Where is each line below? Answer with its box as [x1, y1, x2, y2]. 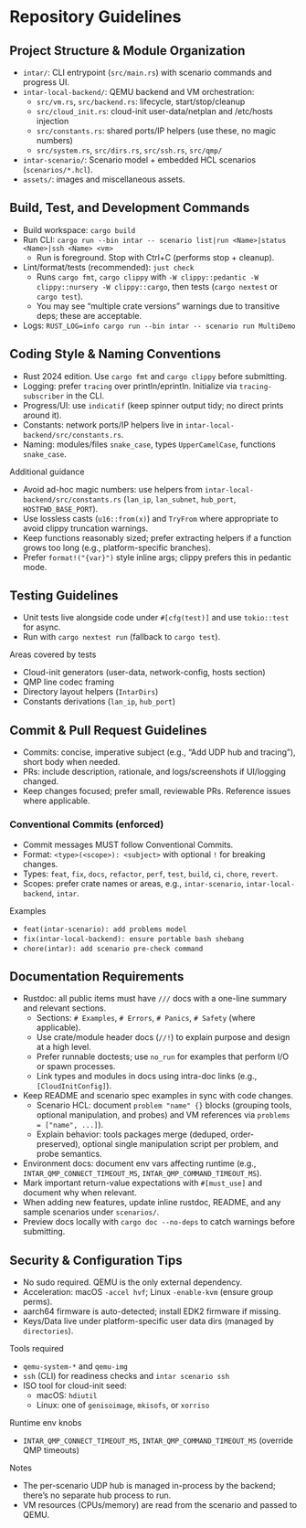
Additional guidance [9, 466, 85, 477]
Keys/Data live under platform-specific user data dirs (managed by [22, 1316, 274, 1327]
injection [36, 116, 69, 126]
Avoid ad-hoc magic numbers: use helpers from [22, 483, 203, 494]
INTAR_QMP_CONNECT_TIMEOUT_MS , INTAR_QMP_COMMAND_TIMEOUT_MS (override [22, 1435, 294, 1446]
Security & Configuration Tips [9, 1252, 183, 1268]
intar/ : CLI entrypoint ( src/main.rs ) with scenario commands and [22, 67, 272, 78]
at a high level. [36, 1042, 91, 1053]
